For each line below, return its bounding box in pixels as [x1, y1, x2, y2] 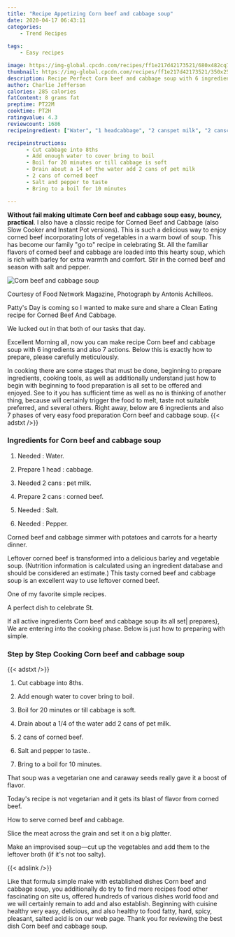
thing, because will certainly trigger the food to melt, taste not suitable [7, 396, 210, 404]
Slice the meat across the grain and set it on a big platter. [7, 829, 171, 838]
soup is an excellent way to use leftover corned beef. [7, 576, 159, 584]
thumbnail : [7, 68, 39, 76]
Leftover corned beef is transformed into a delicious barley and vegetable [7, 554, 220, 562]
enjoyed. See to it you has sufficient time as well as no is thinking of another [7, 388, 226, 397]
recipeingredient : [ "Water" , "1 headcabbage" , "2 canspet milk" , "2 [7, 127, 211, 134]
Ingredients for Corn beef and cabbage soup [7, 435, 162, 445]
